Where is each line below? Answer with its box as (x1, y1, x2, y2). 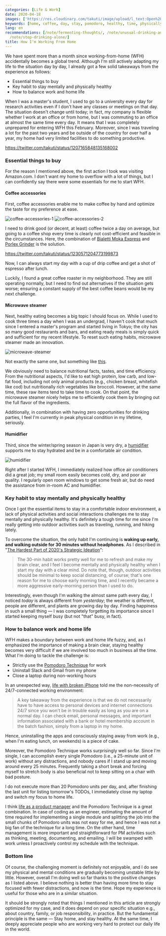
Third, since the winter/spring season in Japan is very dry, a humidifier (5, 442, 149, 448)
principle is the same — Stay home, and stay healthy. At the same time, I (5, 915, 152, 922)
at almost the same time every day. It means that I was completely (5, 119, 140, 125)
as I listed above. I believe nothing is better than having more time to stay (5, 880, 154, 886)
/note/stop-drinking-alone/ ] (9, 35, 70, 40)
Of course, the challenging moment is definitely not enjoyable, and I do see (5, 864, 158, 870)
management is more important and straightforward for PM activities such (5, 830, 156, 836)
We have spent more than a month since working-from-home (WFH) (5, 53, 144, 59)
